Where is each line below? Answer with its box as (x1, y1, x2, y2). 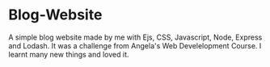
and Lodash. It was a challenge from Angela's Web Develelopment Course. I (8, 40, 262, 50)
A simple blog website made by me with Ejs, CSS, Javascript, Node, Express (8, 32, 263, 42)
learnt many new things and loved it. (8, 49, 129, 59)
